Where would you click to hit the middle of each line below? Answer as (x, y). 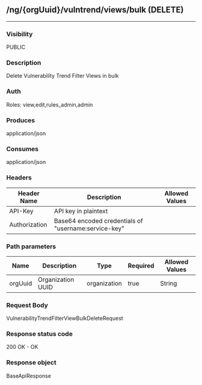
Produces (20, 120)
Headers (19, 178)
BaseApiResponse (29, 375)
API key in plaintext (81, 211)
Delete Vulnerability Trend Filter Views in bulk (63, 76)
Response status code (40, 334)
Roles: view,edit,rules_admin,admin (50, 104)
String (169, 283)
